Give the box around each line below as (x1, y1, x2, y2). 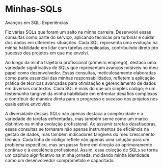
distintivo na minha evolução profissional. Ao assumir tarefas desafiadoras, (5, 121, 157, 127)
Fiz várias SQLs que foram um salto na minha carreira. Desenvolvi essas (5, 29, 151, 35)
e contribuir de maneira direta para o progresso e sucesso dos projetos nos (5, 96, 158, 101)
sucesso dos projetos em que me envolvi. (5, 50, 89, 56)
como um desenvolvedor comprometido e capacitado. (5, 157, 115, 163)
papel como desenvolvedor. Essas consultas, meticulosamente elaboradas (5, 70, 156, 75)
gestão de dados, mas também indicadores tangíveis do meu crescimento (5, 131, 155, 137)
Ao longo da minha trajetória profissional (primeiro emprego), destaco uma (5, 59, 156, 65)
